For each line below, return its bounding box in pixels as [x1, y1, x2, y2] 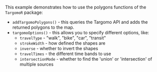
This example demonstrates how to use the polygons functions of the [5, 4, 147, 10]
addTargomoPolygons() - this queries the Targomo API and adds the [12, 19, 148, 25]
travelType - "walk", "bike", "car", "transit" [19, 35, 106, 41]
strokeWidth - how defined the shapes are [19, 40, 106, 46]
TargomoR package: [5, 9, 43, 15]
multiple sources [19, 62, 54, 67]
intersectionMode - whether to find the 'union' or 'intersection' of [19, 56, 152, 62]
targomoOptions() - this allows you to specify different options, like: [12, 30, 150, 35]
